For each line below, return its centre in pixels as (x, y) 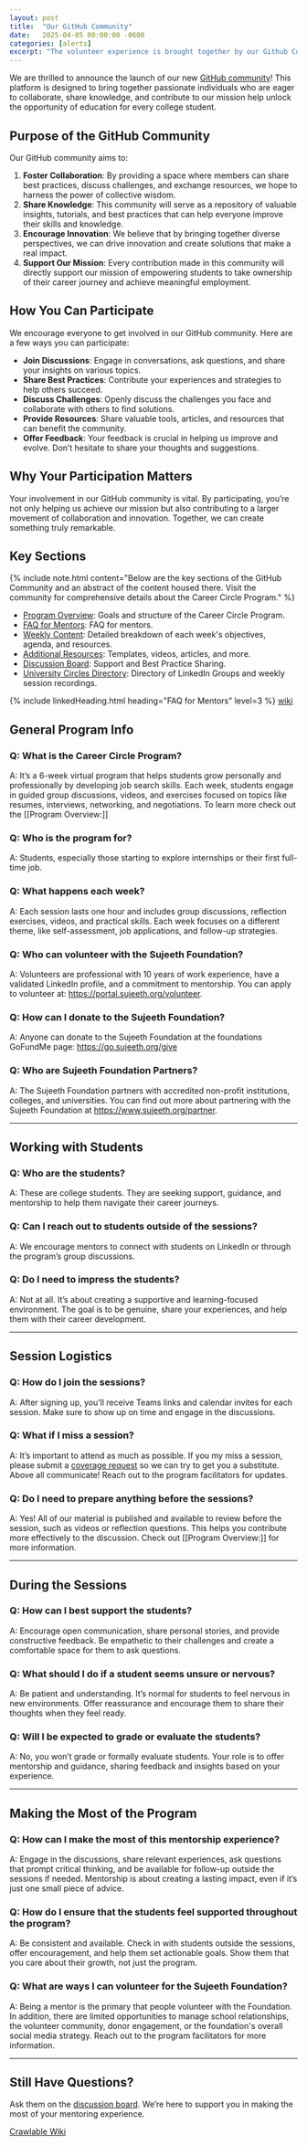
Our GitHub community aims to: (69, 157)
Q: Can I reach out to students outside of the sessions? (133, 1227)
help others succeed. (63, 389)
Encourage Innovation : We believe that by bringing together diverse (151, 233)
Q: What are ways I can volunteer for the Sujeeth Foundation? (148, 1986)
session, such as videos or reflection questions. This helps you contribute (148, 1528)
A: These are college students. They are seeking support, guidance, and (145, 1193)
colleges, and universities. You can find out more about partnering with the (150, 1100)
